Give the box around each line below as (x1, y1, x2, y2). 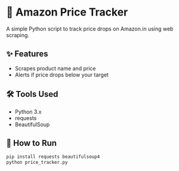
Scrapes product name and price (14, 65, 97, 72)
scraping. (6, 31, 30, 38)
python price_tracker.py (6, 160, 68, 166)
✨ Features (6, 49, 48, 59)
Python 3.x (14, 108, 42, 115)
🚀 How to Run (6, 138, 57, 148)
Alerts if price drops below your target (14, 71, 109, 78)
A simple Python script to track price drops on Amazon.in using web (6, 25, 174, 32)
